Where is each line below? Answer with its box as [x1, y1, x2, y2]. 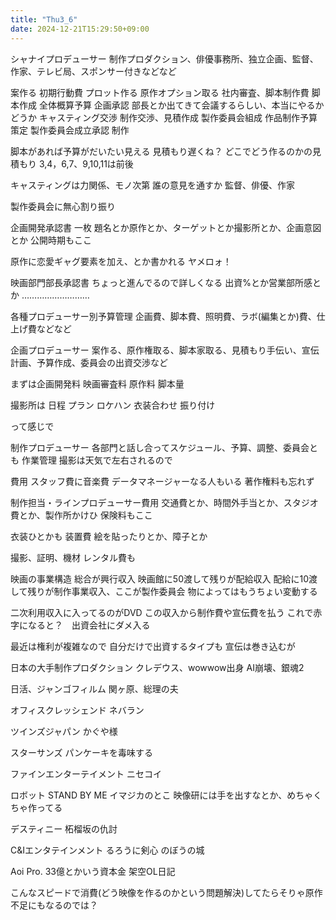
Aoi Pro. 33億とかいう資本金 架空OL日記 [10, 865, 176, 877]
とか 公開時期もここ [10, 234, 92, 246]
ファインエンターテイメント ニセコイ [10, 767, 162, 780]
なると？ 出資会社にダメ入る [27, 619, 151, 631]
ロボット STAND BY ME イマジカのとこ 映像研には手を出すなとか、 [10, 789, 288, 801]
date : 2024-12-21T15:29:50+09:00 [10, 24, 150, 34]
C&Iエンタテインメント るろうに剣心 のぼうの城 [10, 844, 205, 856]
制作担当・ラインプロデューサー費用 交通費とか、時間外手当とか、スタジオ [10, 496, 319, 508]
